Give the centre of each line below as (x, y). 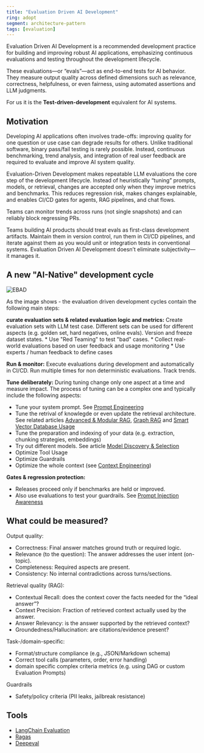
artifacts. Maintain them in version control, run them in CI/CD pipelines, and (101, 237)
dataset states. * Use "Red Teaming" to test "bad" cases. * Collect (90, 339)
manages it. (26, 256)
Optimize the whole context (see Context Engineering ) (83, 465)
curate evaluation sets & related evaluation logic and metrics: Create (94, 319)
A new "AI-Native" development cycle (80, 275)
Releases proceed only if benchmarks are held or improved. (90, 489)
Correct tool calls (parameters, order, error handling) (81, 660)
